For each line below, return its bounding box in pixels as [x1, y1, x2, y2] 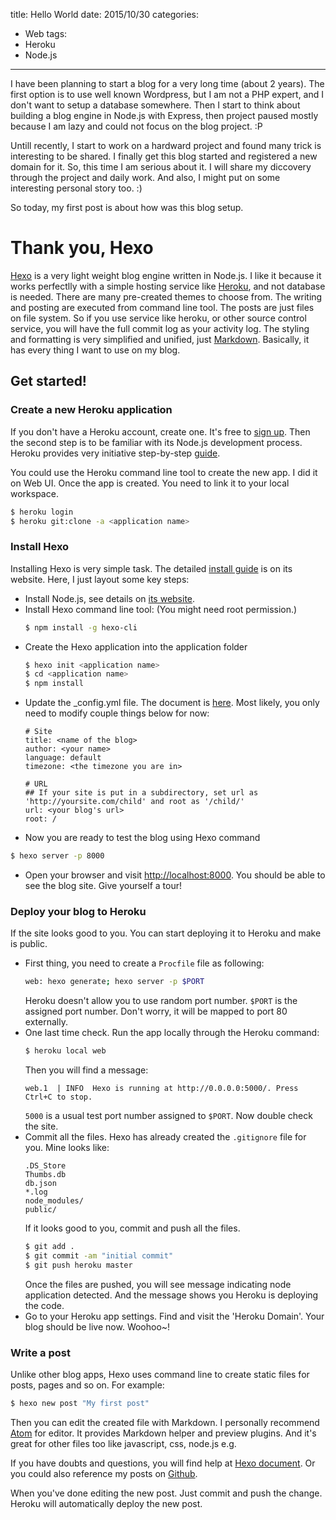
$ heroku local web [24, 1046, 107, 1056]
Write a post [10, 1345, 71, 1359]
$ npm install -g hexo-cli [24, 622, 138, 633]
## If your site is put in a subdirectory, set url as [24, 788, 259, 798]
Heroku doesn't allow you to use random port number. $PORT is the [24, 995, 298, 1007]
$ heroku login [10, 507, 74, 517]
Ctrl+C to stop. [24, 1092, 93, 1103]
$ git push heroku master [24, 1260, 133, 1270]
